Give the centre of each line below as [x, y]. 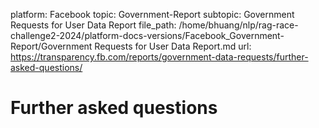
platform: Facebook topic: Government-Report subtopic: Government [152, 14]
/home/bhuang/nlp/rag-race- [238, 25]
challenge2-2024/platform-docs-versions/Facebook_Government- [147, 35]
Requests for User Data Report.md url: [173, 46]
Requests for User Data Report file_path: [93, 25]
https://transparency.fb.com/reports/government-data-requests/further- [159, 57]
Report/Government [51, 46]
